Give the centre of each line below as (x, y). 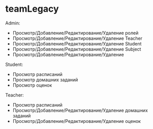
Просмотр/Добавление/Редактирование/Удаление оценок (77, 121)
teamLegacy (32, 9)
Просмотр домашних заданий (45, 80)
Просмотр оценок (32, 85)
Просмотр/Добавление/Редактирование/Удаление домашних (80, 110)
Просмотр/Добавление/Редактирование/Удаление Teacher (78, 38)
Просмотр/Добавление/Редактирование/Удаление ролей (75, 33)
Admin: (13, 23)
